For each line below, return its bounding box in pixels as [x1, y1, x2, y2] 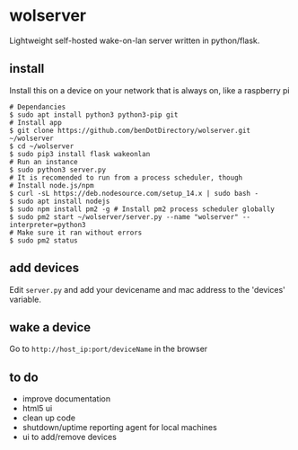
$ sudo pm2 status [9, 235, 78, 245]
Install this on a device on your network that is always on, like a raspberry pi [9, 84, 290, 95]
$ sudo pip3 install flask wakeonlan [9, 149, 151, 158]
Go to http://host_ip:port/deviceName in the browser [9, 343, 208, 355]
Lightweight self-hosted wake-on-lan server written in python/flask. [9, 35, 260, 46]
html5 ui [22, 403, 53, 414]
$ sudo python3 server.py [9, 165, 106, 174]
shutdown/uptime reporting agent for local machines [22, 422, 217, 433]
